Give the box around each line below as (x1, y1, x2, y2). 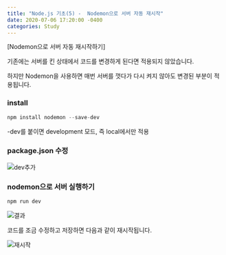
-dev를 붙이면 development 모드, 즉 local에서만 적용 (7, 127, 150, 135)
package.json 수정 (7, 146, 69, 156)
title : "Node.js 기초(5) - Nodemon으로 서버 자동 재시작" (7, 10, 163, 17)
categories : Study (7, 23, 60, 30)
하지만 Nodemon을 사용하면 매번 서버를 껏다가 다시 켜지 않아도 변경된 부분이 (7, 72, 213, 80)
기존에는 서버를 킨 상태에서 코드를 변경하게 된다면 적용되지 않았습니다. (7, 57, 194, 65)
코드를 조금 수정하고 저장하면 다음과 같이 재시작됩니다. (7, 226, 152, 234)
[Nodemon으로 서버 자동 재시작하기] (7, 43, 106, 51)
